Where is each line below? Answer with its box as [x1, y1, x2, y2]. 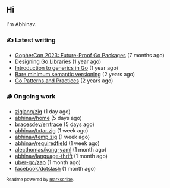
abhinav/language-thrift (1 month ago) [14, 152, 108, 160]
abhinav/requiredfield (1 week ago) [14, 140, 100, 147]
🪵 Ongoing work [6, 93, 56, 101]
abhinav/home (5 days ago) [14, 115, 82, 122]
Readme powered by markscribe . [6, 177, 74, 183]
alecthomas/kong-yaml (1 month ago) [14, 146, 107, 153]
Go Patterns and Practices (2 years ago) [14, 77, 114, 84]
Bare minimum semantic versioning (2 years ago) [14, 71, 136, 78]
